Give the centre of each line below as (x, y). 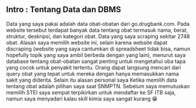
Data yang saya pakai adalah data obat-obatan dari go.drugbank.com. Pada (98, 23)
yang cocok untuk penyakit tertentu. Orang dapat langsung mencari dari (94, 67)
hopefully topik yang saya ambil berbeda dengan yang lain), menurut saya (96, 55)
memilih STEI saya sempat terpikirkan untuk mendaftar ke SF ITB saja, (91, 92)
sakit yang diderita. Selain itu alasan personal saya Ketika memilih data (92, 80)
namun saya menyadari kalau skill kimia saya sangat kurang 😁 (82, 99)
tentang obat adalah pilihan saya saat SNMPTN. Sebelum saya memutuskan (98, 86)
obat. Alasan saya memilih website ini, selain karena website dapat (87, 42)
